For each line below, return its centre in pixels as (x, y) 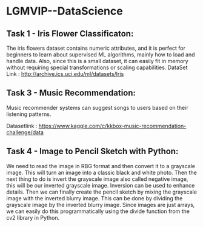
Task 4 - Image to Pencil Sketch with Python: (92, 151)
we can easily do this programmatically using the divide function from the (98, 211)
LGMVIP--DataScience (65, 11)
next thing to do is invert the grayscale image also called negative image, (97, 179)
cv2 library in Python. (33, 217)
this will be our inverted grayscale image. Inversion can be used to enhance (101, 185)
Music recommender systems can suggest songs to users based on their (98, 107)
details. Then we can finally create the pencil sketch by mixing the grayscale (101, 192)
